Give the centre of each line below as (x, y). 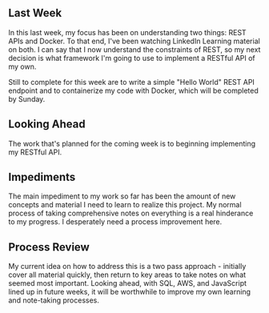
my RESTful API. (35, 152)
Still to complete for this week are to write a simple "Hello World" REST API (131, 82)
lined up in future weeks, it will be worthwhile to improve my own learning (129, 292)
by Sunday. (27, 98)
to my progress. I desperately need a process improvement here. (115, 222)
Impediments (42, 177)
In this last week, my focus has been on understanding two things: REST (127, 32)
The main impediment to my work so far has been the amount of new (122, 196)
